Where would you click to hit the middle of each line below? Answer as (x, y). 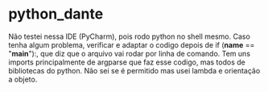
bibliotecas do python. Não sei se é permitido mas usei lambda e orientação (134, 70)
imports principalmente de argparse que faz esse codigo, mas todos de (127, 62)
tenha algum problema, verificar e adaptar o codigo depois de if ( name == (132, 44)
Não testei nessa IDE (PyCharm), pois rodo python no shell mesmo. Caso (130, 36)
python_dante (56, 14)
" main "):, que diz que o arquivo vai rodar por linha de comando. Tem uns (130, 53)
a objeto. (23, 79)
